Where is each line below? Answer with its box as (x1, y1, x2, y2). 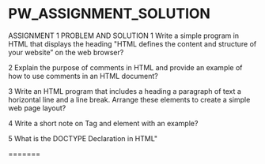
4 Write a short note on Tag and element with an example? (8, 118, 199, 128)
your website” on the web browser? (8, 47, 124, 57)
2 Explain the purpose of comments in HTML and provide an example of (8, 62, 243, 72)
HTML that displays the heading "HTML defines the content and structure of (8, 39, 257, 48)
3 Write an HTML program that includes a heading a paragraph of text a (8, 86, 241, 95)
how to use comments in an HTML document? (8, 71, 158, 80)
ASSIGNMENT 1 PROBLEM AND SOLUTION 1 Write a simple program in (8, 31, 240, 40)
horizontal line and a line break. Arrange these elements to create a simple (8, 95, 251, 104)
